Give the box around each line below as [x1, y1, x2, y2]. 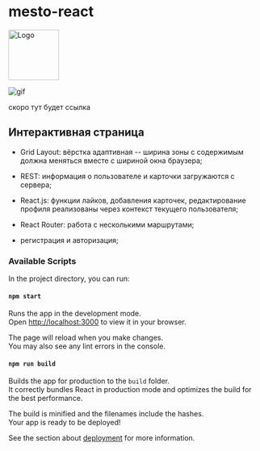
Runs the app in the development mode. [8, 309, 141, 319]
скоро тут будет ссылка [8, 102, 91, 111]
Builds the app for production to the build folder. [8, 376, 170, 386]
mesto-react [8, 2, 94, 21]
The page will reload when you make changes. [8, 333, 164, 343]
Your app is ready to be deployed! [8, 418, 121, 428]
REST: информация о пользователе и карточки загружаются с [19, 171, 236, 181]
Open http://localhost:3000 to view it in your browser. [8, 317, 187, 327]
